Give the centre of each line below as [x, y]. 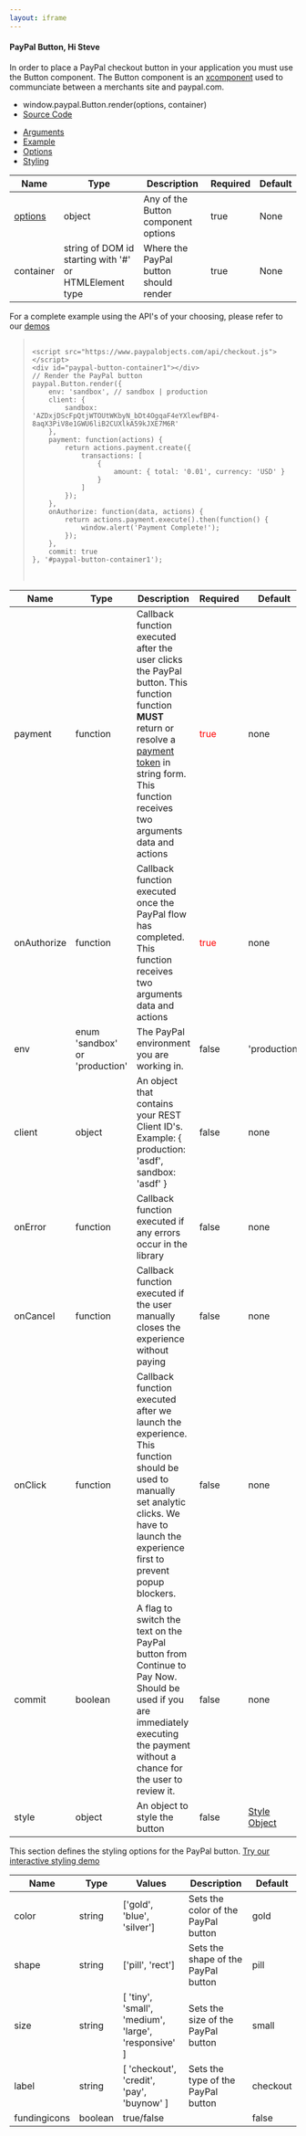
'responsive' [149, 2042]
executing [158, 1733]
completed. [160, 937]
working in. [160, 1066]
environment [163, 1043]
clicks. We [158, 1513]
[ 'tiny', [138, 1996]
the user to [159, 1779]
